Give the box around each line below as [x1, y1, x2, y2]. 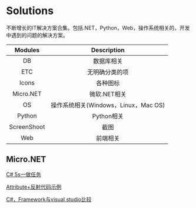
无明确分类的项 [87, 68, 129, 76]
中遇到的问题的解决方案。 [6, 31, 68, 39]
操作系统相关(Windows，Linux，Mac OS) [51, 101, 165, 109]
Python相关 [92, 112, 124, 120]
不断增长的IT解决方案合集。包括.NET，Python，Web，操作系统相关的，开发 [6, 24, 190, 31]
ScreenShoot [9, 122, 45, 130]
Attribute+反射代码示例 [6, 183, 62, 190]
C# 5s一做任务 [6, 170, 41, 177]
